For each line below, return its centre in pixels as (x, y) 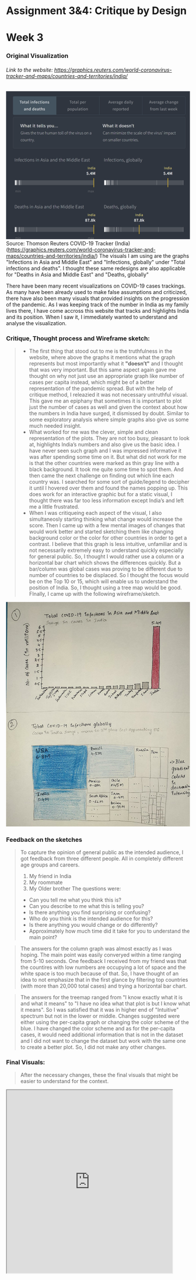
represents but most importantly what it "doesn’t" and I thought (106, 364)
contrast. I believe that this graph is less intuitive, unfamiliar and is (108, 544)
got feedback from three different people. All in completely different (102, 858)
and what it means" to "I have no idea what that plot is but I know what (105, 1003)
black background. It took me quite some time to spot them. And (106, 469)
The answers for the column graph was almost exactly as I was (96, 948)
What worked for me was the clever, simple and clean (94, 432)
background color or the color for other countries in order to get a (108, 538)
